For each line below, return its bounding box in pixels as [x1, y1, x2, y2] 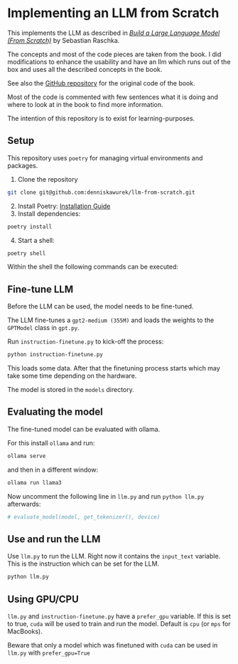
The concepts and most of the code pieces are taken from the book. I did [7, 50, 222, 58]
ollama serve [7, 452, 46, 460]
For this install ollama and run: [7, 438, 95, 447]
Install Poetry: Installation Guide [17, 202, 111, 210]
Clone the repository [17, 175, 78, 183]
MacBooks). [7, 627, 43, 636]
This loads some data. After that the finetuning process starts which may [7, 364, 220, 373]
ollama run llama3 [7, 479, 62, 486]
